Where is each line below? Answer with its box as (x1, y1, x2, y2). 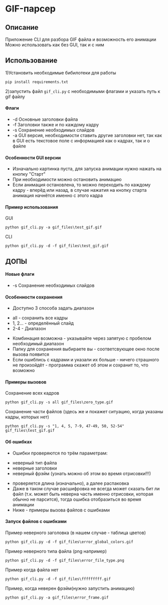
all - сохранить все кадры (12, 315, 68, 321)
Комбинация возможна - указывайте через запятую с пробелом (12, 335, 151, 341)
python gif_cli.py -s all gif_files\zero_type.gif (5, 400, 113, 405)
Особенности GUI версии (5, 155, 61, 161)
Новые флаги (5, 271, 35, 277)
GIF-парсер (5, 3, 56, 15)
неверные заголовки (12, 465, 57, 471)
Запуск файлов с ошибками (5, 518, 67, 524)
